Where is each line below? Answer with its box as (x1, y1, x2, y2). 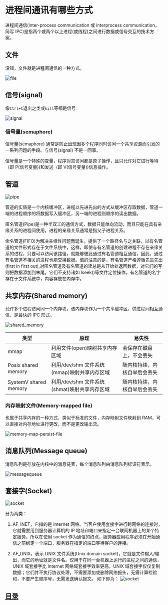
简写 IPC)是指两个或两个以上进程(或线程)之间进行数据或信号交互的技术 (5, 28, 150, 34)
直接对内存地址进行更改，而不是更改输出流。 (9, 421, 101, 427)
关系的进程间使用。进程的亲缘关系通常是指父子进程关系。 (9, 227, 128, 233)
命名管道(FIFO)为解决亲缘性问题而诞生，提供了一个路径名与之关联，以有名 (5, 238, 158, 244)
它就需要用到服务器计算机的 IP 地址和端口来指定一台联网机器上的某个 (12, 527, 155, 534)
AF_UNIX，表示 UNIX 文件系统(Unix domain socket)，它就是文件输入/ (12, 551, 155, 557)
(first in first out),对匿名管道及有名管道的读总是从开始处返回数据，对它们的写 (5, 263, 162, 269)
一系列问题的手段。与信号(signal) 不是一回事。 (5, 147, 101, 153)
